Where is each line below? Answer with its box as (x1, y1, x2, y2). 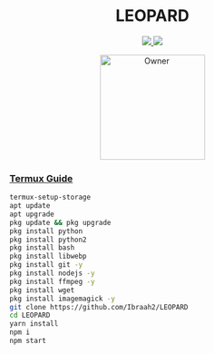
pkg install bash (9, 243, 75, 252)
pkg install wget (9, 285, 75, 295)
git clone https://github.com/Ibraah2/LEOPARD (9, 302, 189, 311)
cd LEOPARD (9, 310, 51, 320)
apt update (9, 202, 51, 211)
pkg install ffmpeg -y (9, 277, 95, 286)
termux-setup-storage (9, 192, 92, 202)
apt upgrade (9, 210, 54, 219)
